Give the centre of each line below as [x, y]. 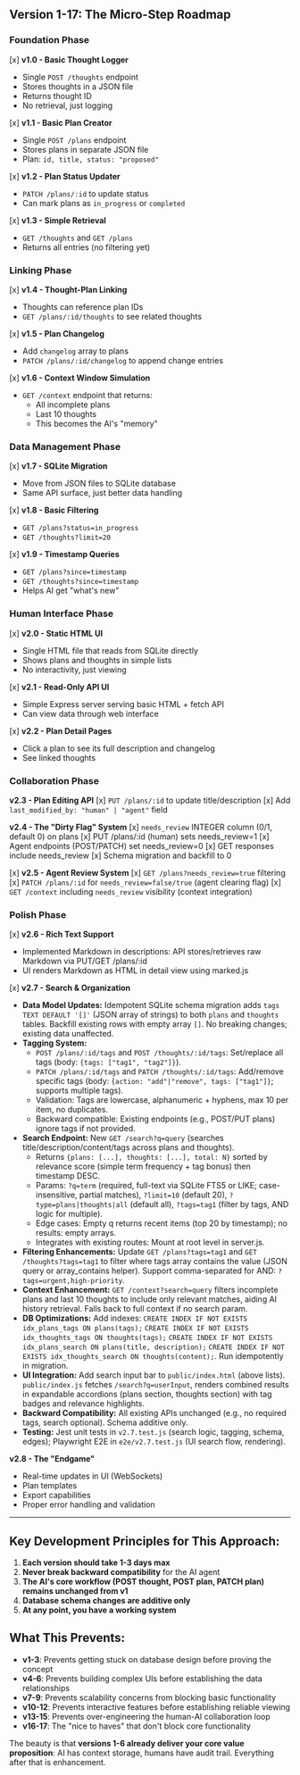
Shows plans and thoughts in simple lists [97, 660]
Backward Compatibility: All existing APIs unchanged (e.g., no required [154, 1413]
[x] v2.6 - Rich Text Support [62, 934]
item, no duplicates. [72, 1110]
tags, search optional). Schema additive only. [105, 1422]
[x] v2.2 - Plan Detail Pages [61, 730]
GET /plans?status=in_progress [80, 529]
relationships [46, 1687]
